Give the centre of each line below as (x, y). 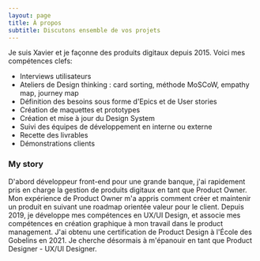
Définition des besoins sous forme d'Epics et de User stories (118, 102)
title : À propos (35, 23)
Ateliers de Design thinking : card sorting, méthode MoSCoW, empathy (135, 85)
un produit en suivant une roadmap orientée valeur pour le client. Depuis (126, 206)
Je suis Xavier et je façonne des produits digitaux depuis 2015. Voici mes (127, 53)
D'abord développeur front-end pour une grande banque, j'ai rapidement (127, 181)
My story (26, 165)
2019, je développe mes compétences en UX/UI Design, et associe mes (124, 215)
